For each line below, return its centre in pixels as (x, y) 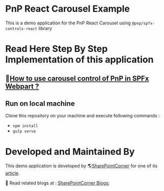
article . (12, 173)
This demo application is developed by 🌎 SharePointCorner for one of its (81, 166)
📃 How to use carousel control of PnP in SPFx (77, 78)
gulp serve (24, 132)
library (45, 28)
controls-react (21, 28)
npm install (25, 126)
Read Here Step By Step (57, 49)
